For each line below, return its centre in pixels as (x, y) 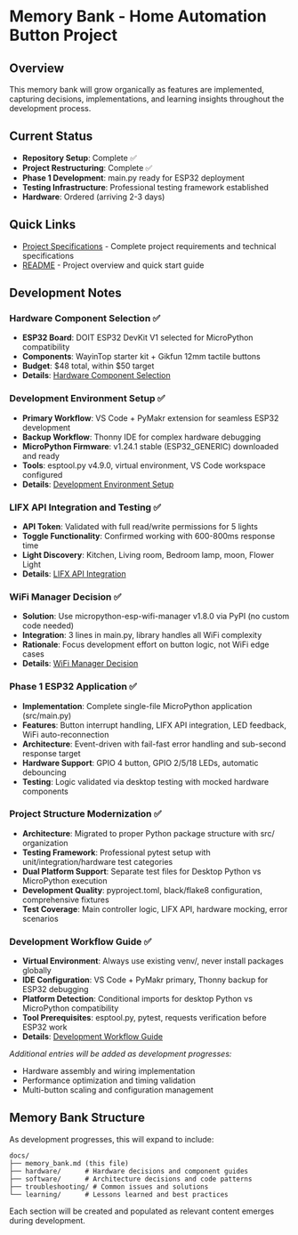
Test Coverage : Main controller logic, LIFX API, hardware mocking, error (155, 908)
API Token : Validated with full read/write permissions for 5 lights (140, 526)
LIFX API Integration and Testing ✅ (85, 507)
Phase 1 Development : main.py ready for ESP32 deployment (133, 178)
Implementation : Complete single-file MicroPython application (137, 706)
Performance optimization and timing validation (109, 1081)
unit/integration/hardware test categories (97, 861)
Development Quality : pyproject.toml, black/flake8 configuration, (142, 890)
